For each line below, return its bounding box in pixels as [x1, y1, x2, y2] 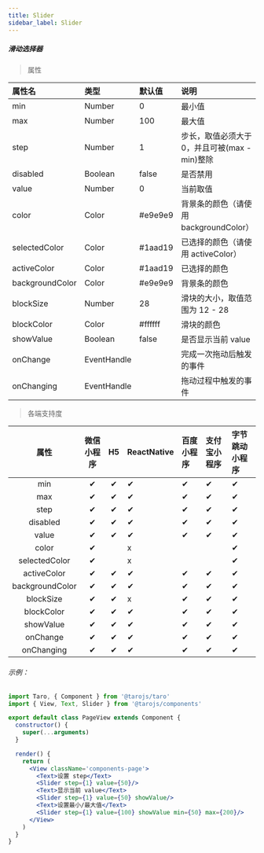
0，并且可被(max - [181, 142, 252, 153]
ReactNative [126, 447, 174, 458]
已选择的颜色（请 [181, 237, 245, 248]
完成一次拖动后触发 [181, 349, 253, 360]
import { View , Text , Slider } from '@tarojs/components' [8, 700, 202, 708]
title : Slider [8, 11, 55, 20]
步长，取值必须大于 [181, 131, 253, 142]
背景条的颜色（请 [181, 198, 245, 209]
